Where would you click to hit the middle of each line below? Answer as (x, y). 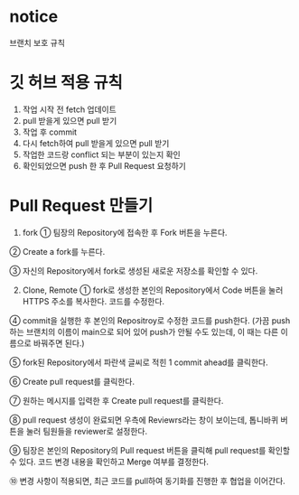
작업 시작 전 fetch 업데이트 (70, 109)
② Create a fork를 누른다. (57, 251)
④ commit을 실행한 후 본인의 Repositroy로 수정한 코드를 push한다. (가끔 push (150, 320)
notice (34, 17)
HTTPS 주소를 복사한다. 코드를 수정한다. (93, 301)
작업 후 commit (50, 132)
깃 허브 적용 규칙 (66, 83)
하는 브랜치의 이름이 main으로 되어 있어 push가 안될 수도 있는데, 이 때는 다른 (144, 332)
